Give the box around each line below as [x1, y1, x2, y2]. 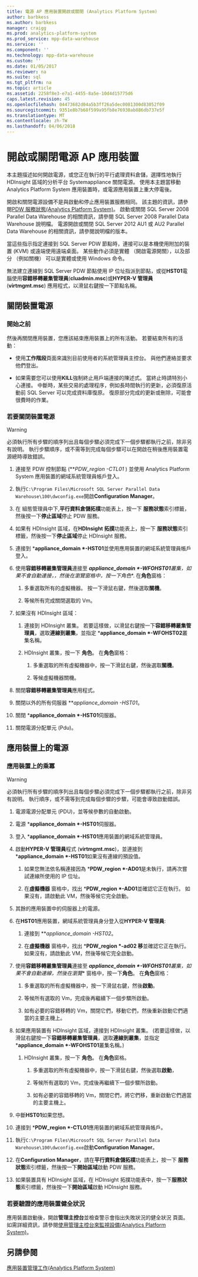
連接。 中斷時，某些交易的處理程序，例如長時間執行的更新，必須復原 [20, 382, 187, 389]
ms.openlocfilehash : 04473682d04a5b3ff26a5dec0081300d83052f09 [6, 101, 165, 108]
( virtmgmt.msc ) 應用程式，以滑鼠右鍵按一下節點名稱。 [6, 282, 140, 289]
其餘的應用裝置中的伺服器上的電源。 [15, 905, 103, 912]
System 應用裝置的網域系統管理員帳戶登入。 [15, 473, 123, 480]
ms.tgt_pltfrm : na [6, 80, 52, 86]
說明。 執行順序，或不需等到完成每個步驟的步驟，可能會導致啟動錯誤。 [11, 795, 183, 803]
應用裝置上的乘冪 [6, 762, 55, 770]
